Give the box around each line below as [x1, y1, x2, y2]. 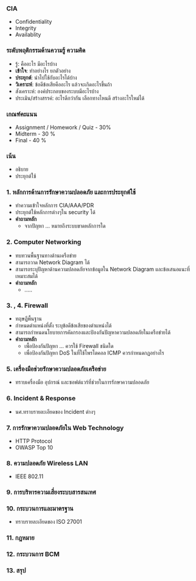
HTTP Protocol [15, 437, 53, 445]
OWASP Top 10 [15, 444, 54, 451]
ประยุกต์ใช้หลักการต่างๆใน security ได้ [15, 209, 96, 216]
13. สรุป [6, 566, 26, 575]
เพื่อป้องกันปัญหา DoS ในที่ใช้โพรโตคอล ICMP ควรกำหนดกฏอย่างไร [24, 349, 164, 357]
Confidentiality [15, 18, 52, 26]
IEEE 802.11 [15, 473, 44, 480]
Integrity [15, 24, 37, 32]
